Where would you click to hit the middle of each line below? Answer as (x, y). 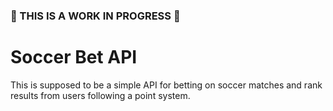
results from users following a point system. (100, 95)
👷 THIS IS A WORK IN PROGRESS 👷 (95, 16)
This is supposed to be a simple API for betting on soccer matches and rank (166, 85)
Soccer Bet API (74, 57)
